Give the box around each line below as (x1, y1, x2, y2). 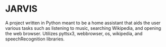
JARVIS (5, 3, 38, 15)
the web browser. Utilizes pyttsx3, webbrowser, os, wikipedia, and (5, 30, 143, 36)
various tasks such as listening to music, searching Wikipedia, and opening (5, 25, 161, 31)
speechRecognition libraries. (5, 36, 65, 42)
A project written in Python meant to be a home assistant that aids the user (5, 20, 161, 26)
